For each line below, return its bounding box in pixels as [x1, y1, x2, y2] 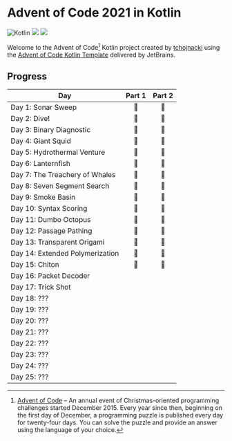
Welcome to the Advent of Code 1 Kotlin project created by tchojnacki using [7, 41, 220, 51]
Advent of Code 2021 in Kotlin [7, 5, 182, 21]
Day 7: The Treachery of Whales [10, 170, 116, 180]
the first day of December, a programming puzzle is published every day [17, 411, 224, 420]
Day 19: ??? [10, 305, 49, 315]
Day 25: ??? [10, 372, 49, 382]
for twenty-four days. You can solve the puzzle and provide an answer [17, 418, 217, 426]
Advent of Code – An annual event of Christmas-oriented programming [17, 396, 220, 405]
